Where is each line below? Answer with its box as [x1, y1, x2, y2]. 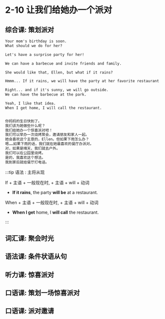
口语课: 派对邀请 [5, 307, 54, 315]
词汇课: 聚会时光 [5, 234, 54, 243]
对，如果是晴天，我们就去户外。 [5, 146, 60, 151]
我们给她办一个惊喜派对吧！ [5, 128, 53, 133]
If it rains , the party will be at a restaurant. [12, 189, 98, 195]
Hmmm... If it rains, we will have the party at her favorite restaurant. [5, 79, 162, 84]
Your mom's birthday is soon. [5, 39, 67, 44]
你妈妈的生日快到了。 [5, 119, 42, 123]
